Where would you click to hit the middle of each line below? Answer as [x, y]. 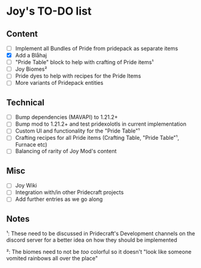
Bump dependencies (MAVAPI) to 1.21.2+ [66, 117]
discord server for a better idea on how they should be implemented [92, 240]
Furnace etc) [31, 145]
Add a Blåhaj [31, 56]
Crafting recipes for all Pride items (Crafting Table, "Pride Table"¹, [97, 138]
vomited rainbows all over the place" [52, 258]
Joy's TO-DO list [49, 11]
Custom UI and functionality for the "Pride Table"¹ [77, 131]
